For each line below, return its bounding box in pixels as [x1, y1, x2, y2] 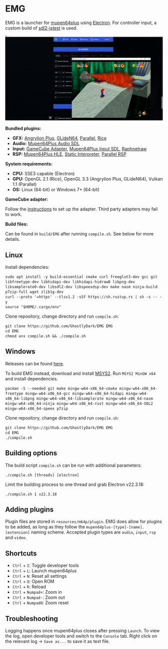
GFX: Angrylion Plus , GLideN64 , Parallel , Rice [12, 135, 106, 141]
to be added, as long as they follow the [5, 524, 85, 530]
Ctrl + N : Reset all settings [12, 573, 67, 579]
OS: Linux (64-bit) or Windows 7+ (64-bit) [12, 187, 100, 193]
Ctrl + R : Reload [12, 584, 46, 590]
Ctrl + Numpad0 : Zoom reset [12, 600, 69, 606]
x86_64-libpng [5, 396, 35, 401]
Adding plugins [5, 505, 54, 513]
